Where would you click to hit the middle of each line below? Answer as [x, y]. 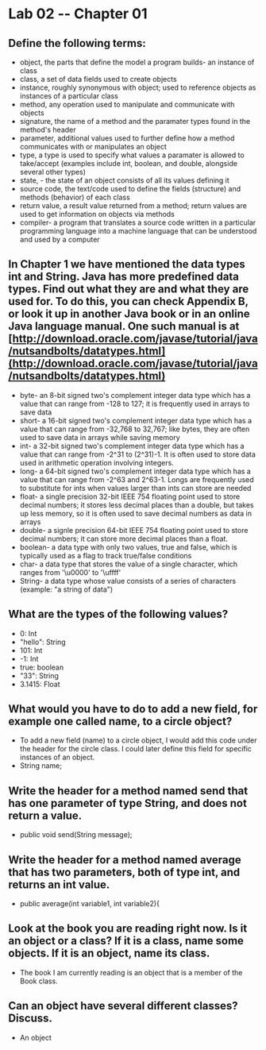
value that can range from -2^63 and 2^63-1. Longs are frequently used [137, 479]
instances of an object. [57, 757]
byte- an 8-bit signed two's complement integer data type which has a [135, 395]
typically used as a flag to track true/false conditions [106, 555]
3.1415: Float [40, 684]
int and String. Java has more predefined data [124, 277]
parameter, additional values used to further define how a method [127, 138]
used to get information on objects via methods [97, 214]
